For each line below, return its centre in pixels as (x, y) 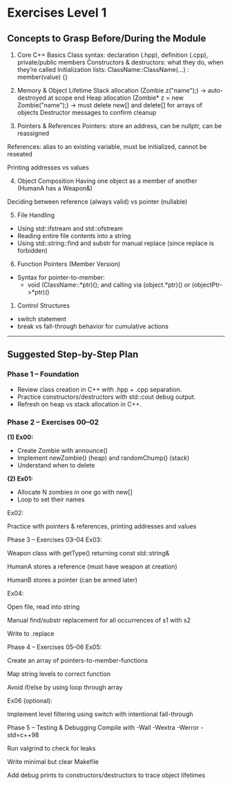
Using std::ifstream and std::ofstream (70, 229)
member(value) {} (42, 77)
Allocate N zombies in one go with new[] (75, 492)
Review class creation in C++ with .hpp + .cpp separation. (99, 389)
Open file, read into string (43, 607)
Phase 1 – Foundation (43, 374)
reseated (20, 154)
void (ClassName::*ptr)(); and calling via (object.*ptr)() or (109, 285)
